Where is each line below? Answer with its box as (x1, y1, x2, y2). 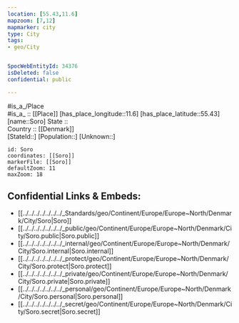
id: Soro (7, 145, 34, 153)
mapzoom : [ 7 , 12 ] (7, 17, 56, 24)
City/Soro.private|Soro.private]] (17, 277, 111, 286)
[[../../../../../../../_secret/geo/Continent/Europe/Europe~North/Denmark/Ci (17, 300, 233, 309)
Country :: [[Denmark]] (7, 124, 75, 133)
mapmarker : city (7, 24, 56, 31)
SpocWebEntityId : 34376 (7, 63, 78, 70)
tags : (7, 37, 24, 44)
